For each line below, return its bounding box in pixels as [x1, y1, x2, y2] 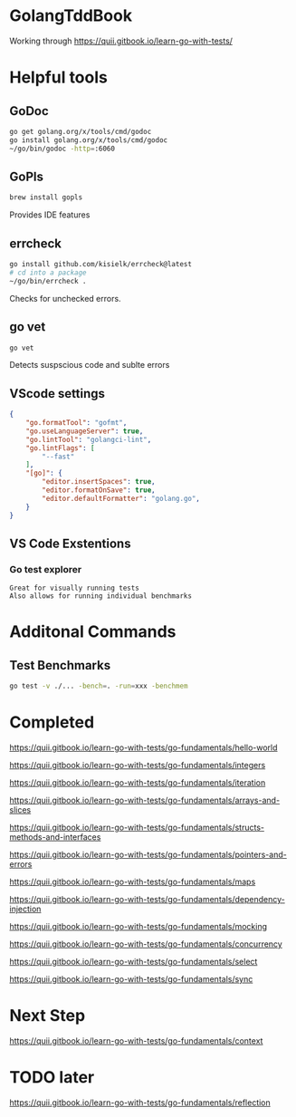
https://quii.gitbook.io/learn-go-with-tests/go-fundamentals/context [9, 1035, 263, 1046]
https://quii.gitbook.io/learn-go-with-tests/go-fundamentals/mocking [9, 921, 268, 932]
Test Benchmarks [9, 658, 111, 673]
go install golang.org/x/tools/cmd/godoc [9, 135, 168, 145]
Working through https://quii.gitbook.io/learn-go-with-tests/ [9, 35, 234, 46]
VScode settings [9, 386, 106, 401]
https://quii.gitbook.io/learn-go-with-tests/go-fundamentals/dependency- [9, 894, 285, 905]
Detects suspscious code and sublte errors [9, 360, 170, 371]
